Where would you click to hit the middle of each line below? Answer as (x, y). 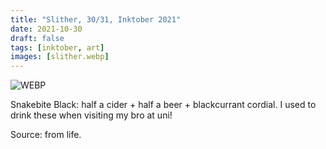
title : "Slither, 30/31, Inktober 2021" (96, 19)
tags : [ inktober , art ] (57, 47)
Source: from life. (46, 135)
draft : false (37, 38)
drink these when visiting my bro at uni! (91, 115)
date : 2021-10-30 (46, 29)
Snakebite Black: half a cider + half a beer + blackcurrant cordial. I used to (163, 105)
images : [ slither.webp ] (60, 57)
